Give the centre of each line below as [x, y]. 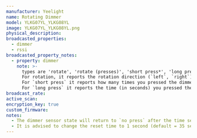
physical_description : [34, 33]
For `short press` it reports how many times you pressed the [99, 83]
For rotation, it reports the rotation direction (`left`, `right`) [107, 77]
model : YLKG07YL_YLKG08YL [38, 22]
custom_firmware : [27, 110]
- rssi [19, 50]
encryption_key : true [33, 104]
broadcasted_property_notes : [42, 55]
